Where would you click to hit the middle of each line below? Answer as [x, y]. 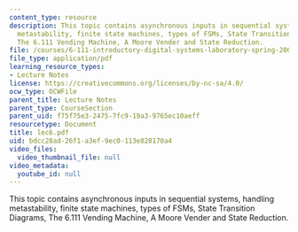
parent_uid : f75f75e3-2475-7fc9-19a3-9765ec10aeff [105, 116]
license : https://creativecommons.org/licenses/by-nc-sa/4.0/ [126, 83]
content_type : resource [53, 17]
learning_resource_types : [57, 67]
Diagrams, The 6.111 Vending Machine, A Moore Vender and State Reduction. [149, 218]
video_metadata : [39, 166]
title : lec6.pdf [39, 133]
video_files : [33, 149]
